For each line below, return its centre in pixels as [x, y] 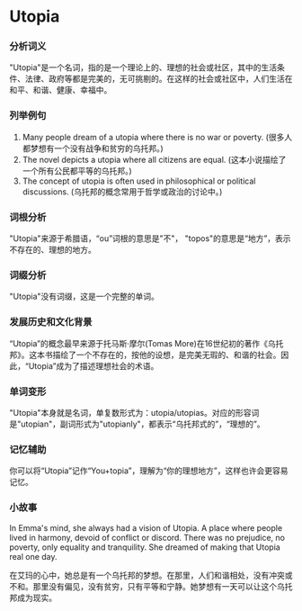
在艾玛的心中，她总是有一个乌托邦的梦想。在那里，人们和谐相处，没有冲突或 [151, 575]
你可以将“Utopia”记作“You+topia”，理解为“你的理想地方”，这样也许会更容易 [149, 471]
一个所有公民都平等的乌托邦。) [77, 171]
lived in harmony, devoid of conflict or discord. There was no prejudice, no [147, 537]
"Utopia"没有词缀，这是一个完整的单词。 [84, 297]
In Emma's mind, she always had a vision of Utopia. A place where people [146, 527]
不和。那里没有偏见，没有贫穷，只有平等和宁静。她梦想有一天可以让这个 [143, 586]
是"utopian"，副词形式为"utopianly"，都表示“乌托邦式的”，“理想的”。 [137, 424]
